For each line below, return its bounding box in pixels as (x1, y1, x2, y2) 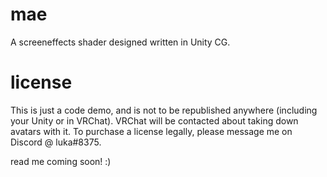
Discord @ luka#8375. (10, 136, 102, 148)
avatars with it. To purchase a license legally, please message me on (10, 125, 293, 137)
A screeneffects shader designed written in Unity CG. (10, 36, 231, 48)
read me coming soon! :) (10, 155, 112, 167)
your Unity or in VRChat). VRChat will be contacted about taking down (10, 114, 299, 127)
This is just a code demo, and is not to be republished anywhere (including (10, 104, 318, 116)
